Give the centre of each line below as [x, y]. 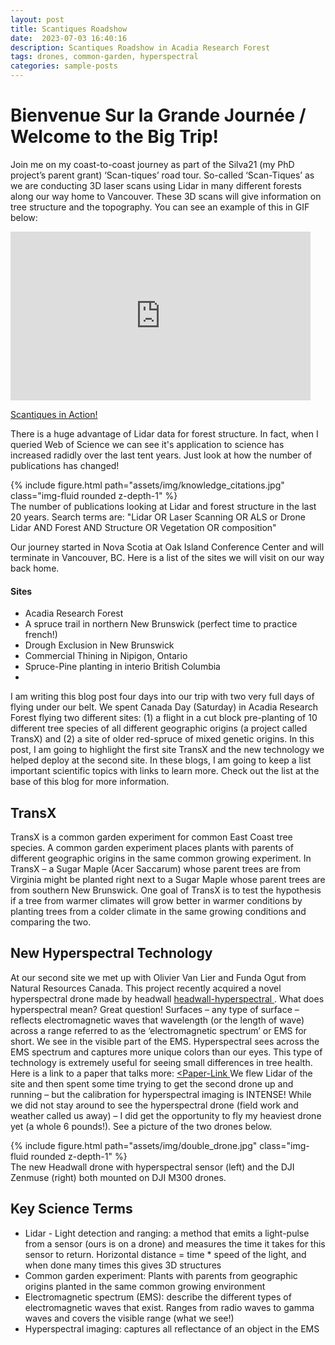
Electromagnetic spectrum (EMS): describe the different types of [158, 1297]
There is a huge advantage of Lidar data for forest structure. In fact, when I [164, 433]
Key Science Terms [71, 1209]
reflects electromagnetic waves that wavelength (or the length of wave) [157, 1020]
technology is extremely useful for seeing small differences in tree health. [161, 1062]
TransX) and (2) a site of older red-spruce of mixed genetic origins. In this [162, 739]
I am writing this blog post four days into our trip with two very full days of [162, 697]
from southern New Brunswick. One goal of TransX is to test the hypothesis [166, 890]
